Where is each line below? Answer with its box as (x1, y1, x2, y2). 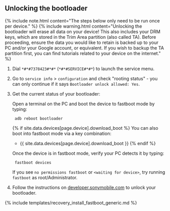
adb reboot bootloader (14, 116, 63, 121)
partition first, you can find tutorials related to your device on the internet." (5, 50, 161, 56)
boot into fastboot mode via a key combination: (12, 130, 112, 136)
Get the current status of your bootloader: (12, 90, 101, 97)
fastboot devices (14, 160, 52, 165)
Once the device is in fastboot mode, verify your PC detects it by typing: (12, 150, 164, 156)
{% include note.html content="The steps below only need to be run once (5, 17, 160, 24)
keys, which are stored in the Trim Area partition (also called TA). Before (5, 34, 156, 40)
